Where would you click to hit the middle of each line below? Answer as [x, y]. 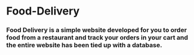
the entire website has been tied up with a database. [84, 45]
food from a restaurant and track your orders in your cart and [97, 37]
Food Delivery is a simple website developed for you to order [97, 30]
